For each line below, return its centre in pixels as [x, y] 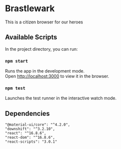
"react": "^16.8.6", [26, 133]
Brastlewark [30, 9]
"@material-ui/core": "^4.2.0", [38, 125]
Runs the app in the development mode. [45, 71]
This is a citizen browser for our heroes [44, 22]
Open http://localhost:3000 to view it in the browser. [57, 76]
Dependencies [27, 113]
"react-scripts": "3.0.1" [31, 142]
